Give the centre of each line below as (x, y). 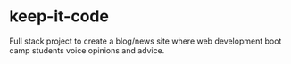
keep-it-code (59, 16)
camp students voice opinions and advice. (87, 50)
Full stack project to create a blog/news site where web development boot (145, 41)
